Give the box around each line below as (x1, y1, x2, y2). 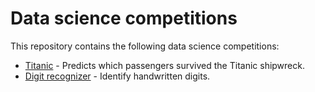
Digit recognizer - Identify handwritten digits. (24, 70, 211, 82)
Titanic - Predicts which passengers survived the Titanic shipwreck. (24, 59, 305, 71)
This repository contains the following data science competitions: (10, 40, 280, 52)
